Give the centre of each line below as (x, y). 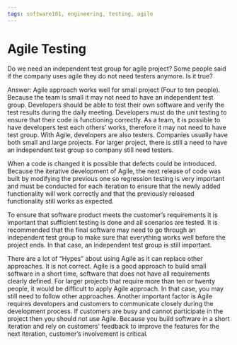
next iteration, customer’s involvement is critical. (78, 334)
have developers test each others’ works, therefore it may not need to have (117, 127)
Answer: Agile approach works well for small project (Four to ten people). (114, 90)
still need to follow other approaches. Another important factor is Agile (110, 296)
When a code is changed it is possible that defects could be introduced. (112, 163)
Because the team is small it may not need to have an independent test (110, 97)
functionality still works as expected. (61, 201)
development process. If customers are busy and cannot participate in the (115, 311)
